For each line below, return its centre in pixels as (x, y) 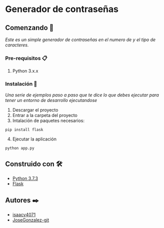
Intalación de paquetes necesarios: (48, 120)
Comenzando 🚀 (29, 28)
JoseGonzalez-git (31, 220)
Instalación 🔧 (21, 84)
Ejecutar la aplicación (34, 139)
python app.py (20, 148)
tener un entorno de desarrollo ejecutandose (51, 100)
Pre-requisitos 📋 (26, 58)
